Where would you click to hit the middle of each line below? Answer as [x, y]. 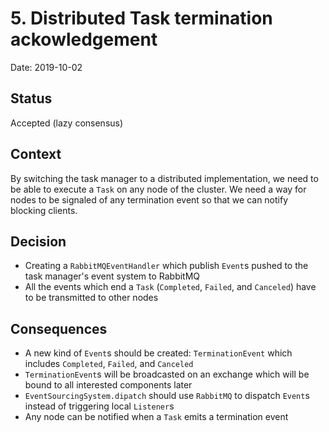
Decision [38, 241]
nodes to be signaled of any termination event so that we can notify [149, 199]
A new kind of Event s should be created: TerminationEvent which [158, 353]
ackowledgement [84, 39]
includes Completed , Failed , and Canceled [109, 364]
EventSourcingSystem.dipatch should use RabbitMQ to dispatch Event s [167, 396]
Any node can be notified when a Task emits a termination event [156, 417]
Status [31, 98]
